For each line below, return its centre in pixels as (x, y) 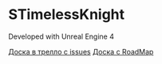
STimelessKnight (67, 15)
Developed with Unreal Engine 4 (61, 36)
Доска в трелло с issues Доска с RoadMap (81, 51)
